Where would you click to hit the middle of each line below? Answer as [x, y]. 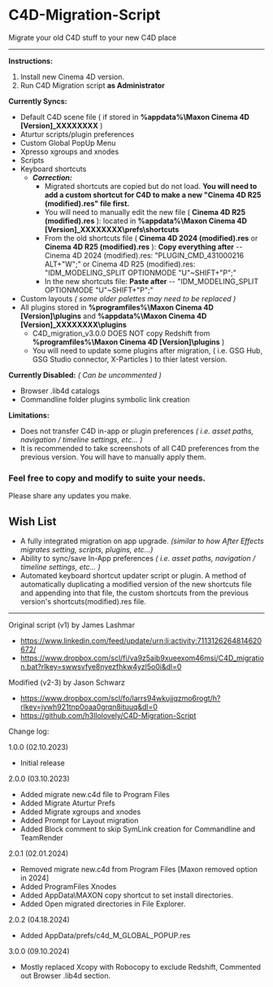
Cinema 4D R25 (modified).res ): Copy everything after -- [143, 247]
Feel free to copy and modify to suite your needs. [107, 478]
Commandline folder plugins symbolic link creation [105, 399]
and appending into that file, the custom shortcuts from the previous [134, 593]
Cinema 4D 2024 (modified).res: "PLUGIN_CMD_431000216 [144, 255]
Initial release [42, 763]
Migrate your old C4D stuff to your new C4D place [93, 37]
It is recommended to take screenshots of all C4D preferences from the [140, 448]
